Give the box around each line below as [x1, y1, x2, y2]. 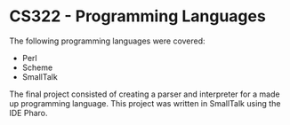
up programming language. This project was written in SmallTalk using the [9, 98, 281, 108]
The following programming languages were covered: [9, 35, 206, 46]
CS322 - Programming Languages [9, 6, 267, 27]
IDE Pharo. [9, 107, 48, 118]
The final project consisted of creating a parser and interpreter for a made [9, 89, 280, 99]
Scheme [21, 62, 53, 73]
